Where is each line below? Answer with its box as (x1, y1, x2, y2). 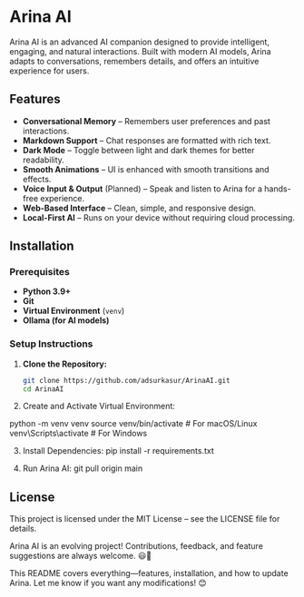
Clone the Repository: (22, 358, 107, 369)
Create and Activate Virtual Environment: (22, 401, 175, 412)
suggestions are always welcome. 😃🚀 (9, 551, 152, 562)
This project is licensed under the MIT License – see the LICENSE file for (9, 514, 280, 524)
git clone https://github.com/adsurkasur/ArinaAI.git (22, 376, 230, 385)
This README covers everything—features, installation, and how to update (9, 568, 289, 579)
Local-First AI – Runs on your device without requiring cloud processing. (22, 211, 295, 223)
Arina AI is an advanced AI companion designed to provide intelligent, (9, 36, 270, 47)
